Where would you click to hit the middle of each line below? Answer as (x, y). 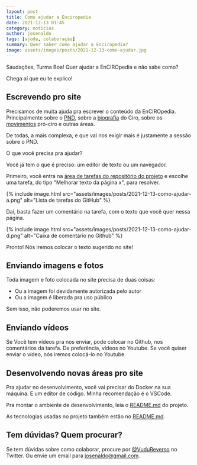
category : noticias (30, 28)
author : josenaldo (29, 34)
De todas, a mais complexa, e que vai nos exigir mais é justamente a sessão (98, 135)
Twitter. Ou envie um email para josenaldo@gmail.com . (73, 456)
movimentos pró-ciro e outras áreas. (51, 124)
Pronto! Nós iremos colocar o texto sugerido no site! (70, 247)
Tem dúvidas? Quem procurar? (64, 435)
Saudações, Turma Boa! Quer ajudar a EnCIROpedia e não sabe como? (92, 67)
